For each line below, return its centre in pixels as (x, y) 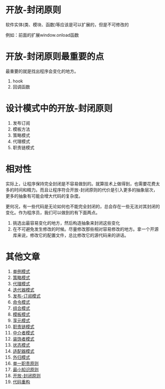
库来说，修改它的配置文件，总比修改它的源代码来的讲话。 (71, 235)
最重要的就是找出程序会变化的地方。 (42, 71)
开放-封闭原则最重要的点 (55, 57)
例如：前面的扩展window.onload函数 (42, 35)
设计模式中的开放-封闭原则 (59, 109)
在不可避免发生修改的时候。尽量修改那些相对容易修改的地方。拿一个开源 (85, 229)
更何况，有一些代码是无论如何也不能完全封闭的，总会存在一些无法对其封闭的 (83, 206)
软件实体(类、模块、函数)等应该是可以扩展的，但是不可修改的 (67, 25)
